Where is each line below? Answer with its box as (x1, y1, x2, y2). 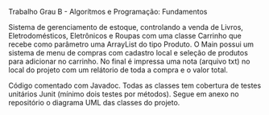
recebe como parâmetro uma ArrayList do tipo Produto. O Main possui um (8, 39, 255, 49)
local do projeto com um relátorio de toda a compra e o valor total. (8, 65, 228, 75)
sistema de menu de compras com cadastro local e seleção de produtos (8, 48, 248, 57)
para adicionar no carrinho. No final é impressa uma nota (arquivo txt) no (8, 56, 250, 66)
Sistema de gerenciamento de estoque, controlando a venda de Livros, (8, 23, 244, 31)
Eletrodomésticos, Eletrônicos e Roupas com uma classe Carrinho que (8, 31, 242, 40)
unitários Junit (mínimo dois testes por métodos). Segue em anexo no (8, 89, 239, 99)
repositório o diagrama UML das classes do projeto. (8, 98, 180, 107)
